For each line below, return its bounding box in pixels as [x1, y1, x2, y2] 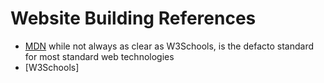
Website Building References [10, 7, 257, 30]
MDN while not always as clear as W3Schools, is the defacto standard [24, 40, 315, 52]
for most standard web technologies [24, 50, 175, 62]
